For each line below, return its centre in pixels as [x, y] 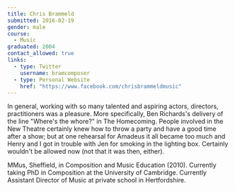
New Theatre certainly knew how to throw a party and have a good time [112, 129]
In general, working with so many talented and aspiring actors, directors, [113, 106]
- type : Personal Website [52, 80]
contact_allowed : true [41, 54]
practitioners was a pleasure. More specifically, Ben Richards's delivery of [115, 114]
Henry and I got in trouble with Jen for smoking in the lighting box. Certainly [118, 144]
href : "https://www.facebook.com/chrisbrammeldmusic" [101, 86]
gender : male [27, 27]
